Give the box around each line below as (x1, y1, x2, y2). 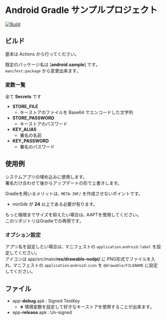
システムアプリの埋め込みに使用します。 (5, 174, 88, 180)
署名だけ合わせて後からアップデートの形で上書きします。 (5, 180, 122, 186)
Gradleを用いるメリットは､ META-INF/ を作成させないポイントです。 (5, 191, 143, 196)
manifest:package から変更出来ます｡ (5, 67, 79, 73)
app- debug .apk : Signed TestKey (12, 298, 80, 304)
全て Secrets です (5, 94, 42, 100)
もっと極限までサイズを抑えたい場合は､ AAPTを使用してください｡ (5, 211, 140, 217)
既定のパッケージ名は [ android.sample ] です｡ (5, 62, 98, 67)
